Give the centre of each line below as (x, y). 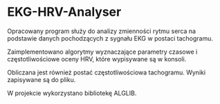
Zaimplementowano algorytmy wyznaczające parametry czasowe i (102, 52)
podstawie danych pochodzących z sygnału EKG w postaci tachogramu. (110, 38)
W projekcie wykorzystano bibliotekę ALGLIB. (72, 93)
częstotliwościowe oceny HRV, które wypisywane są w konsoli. (97, 59)
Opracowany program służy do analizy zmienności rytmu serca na (101, 31)
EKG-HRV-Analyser (64, 12)
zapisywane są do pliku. (42, 79)
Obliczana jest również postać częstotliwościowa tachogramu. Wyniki (107, 72)
